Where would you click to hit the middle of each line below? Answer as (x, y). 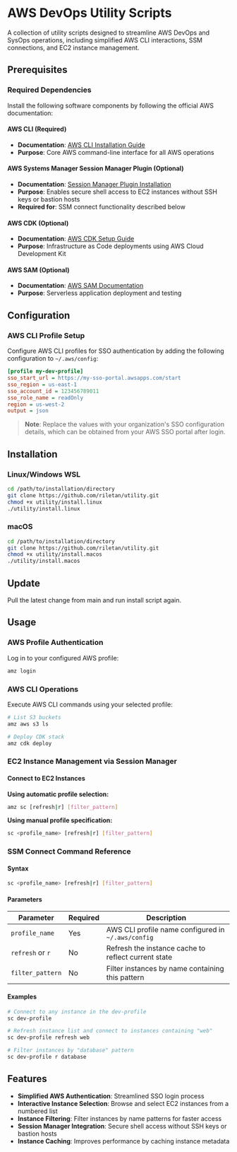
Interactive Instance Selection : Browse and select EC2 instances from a (123, 1103)
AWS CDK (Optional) (38, 223)
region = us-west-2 (36, 405)
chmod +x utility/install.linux (55, 502)
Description (166, 918)
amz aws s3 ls (28, 724)
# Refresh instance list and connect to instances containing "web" (110, 1031)
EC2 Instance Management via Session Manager (92, 762)
